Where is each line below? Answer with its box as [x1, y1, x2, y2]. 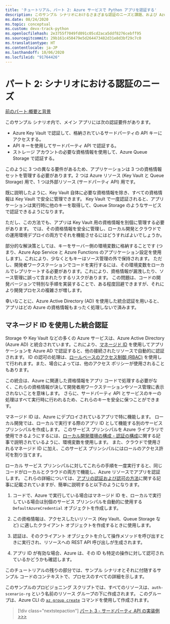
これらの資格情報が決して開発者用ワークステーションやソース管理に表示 [14, 384, 164, 390]
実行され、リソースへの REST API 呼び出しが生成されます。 [21, 539, 145, 545]
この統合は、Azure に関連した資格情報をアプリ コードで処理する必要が [5, 377, 153, 384]
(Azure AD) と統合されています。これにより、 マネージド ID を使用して [5, 341, 151, 348]
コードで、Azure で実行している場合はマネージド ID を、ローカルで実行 [12, 493, 162, 499]
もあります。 [5, 367, 32, 373]
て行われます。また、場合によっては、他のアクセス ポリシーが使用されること [5, 361, 165, 367]
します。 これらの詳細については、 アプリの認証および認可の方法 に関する [5, 475, 157, 481]
